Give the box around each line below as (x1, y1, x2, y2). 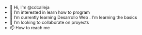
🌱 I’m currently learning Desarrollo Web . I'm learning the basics (9, 15, 137, 20)
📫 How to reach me (9, 25, 50, 30)
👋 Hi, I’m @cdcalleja (9, 5, 50, 10)
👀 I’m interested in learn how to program (9, 9, 90, 15)
